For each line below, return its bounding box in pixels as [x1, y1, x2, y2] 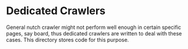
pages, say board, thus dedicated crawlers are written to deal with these [6, 30, 182, 37]
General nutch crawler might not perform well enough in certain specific [6, 24, 182, 31]
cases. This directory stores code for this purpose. [6, 36, 129, 43]
